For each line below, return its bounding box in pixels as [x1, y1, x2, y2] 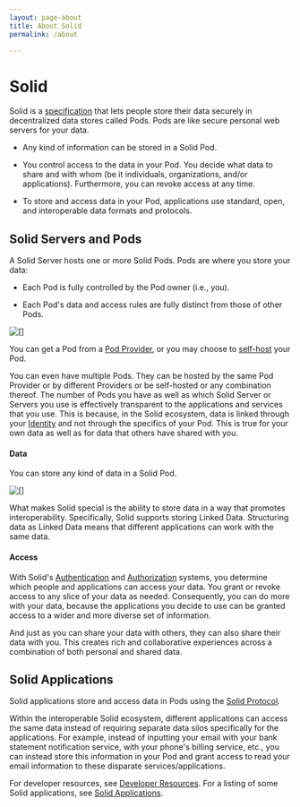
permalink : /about [9, 30, 78, 39]
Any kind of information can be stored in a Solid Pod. [21, 142, 218, 153]
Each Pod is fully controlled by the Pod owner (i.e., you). [21, 282, 230, 293]
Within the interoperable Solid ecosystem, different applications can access [9, 713, 288, 724]
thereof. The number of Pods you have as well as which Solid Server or [9, 390, 271, 400]
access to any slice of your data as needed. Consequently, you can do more [9, 590, 290, 601]
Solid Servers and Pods [9, 231, 142, 246]
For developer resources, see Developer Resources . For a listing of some [9, 778, 279, 789]
